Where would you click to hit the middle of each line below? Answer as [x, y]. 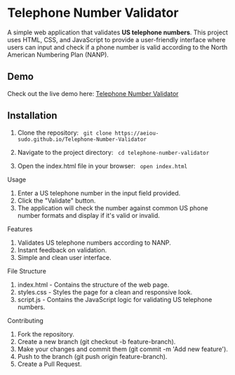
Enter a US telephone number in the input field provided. [99, 193]
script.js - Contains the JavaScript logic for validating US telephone [115, 299]
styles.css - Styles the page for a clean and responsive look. [105, 292]
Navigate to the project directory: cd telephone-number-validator [113, 152]
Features [20, 229]
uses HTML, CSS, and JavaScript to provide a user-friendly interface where [116, 39]
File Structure [27, 271]
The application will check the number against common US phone [113, 207]
